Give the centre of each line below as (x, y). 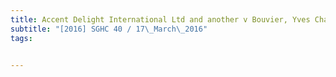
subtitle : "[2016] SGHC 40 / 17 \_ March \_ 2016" (109, 29)
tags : (21, 38)
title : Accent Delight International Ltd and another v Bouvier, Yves (160, 19)
